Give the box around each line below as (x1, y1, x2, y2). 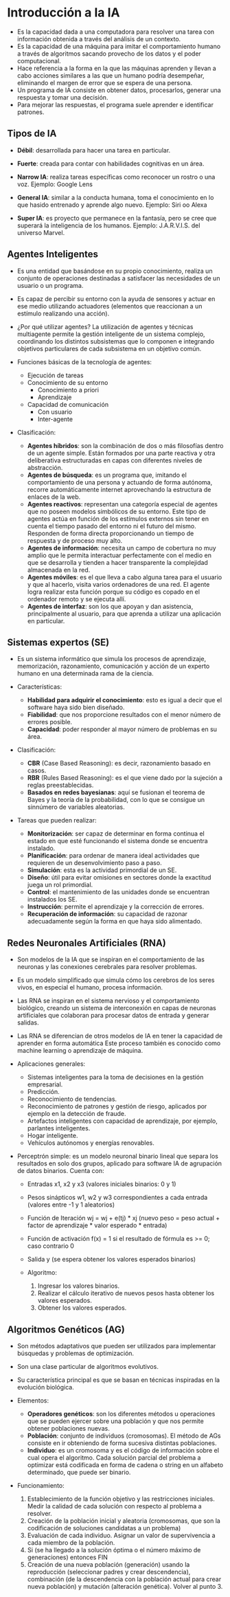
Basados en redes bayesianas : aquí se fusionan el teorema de (27, 788, 205, 796)
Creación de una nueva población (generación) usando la (27, 1561, 190, 1568)
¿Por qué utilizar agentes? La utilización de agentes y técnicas (16, 322, 194, 331)
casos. (27, 766, 47, 774)
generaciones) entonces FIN (27, 1553, 108, 1561)
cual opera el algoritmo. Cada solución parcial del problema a (27, 1453, 201, 1462)
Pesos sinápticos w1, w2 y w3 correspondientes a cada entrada (27, 1194, 208, 1202)
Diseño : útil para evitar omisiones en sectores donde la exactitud (27, 873, 211, 882)
